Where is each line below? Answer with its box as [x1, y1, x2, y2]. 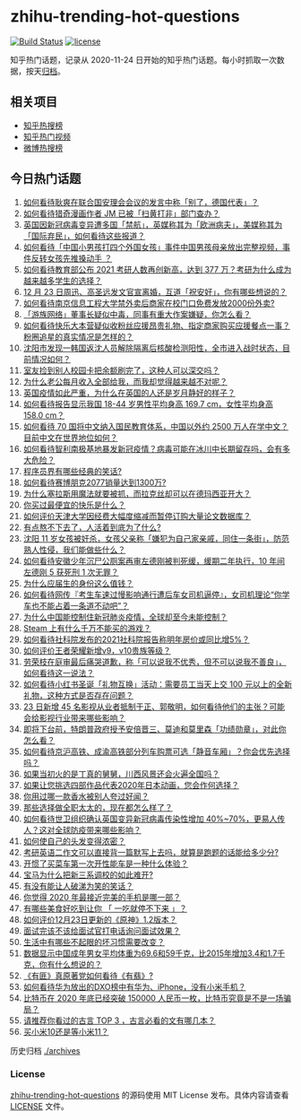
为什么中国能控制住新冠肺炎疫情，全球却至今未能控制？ [22, 612, 228, 622]
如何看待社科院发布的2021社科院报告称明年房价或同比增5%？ [22, 634, 250, 645]
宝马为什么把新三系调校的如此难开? [22, 869, 153, 880]
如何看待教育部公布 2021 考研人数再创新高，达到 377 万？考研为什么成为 [22, 264, 292, 274]
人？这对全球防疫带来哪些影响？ [22, 824, 142, 835]
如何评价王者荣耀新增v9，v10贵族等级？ [22, 645, 171, 656]
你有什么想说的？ [39, 959, 102, 969]
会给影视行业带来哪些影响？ [22, 712, 126, 723]
